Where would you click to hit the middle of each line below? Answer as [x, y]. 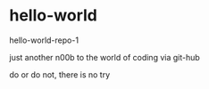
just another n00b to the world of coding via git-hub [105, 57]
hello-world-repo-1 [44, 40]
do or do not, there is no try [60, 74]
